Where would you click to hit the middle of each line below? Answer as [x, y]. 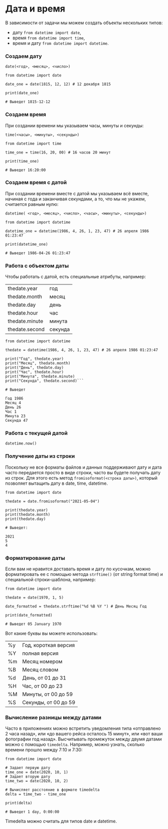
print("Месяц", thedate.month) [38, 363]
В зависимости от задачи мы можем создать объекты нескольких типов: [84, 23]
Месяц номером [42, 661]
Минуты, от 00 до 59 [48, 694]
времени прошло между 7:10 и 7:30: [44, 750]
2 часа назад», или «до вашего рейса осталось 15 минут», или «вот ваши [84, 734]
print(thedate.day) [26, 519]
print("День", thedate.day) [35, 368]
